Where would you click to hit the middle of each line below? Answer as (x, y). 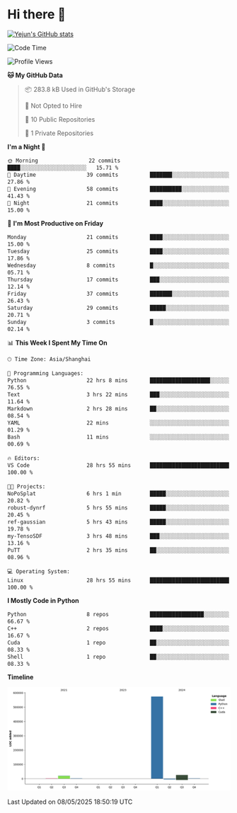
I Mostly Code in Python (43, 600)
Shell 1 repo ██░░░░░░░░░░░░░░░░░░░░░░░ (118, 657)
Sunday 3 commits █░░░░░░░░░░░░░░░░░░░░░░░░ (118, 322)
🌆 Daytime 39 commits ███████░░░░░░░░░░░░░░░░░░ (118, 175)
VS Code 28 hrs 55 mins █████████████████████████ (118, 465)
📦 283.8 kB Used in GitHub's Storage (80, 89)
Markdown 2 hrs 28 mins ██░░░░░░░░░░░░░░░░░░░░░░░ (118, 409)
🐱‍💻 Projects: (27, 486)
